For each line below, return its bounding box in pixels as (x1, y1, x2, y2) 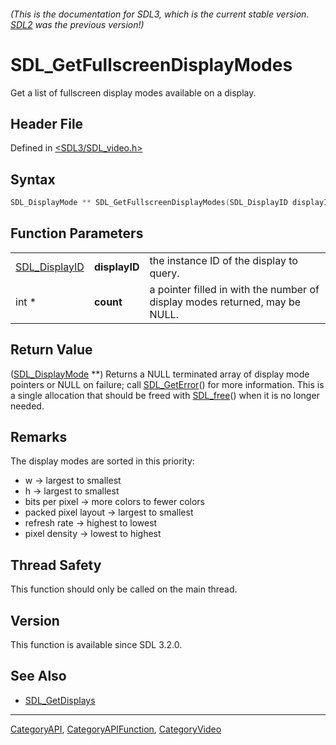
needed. (10, 400, 45, 412)
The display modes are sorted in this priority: (10, 455, 195, 467)
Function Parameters (10, 225, 144, 242)
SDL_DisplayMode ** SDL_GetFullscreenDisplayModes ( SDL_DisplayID (10, 198, 288, 208)
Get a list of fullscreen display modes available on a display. (10, 86, 257, 99)
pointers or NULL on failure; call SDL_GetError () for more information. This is (10, 378, 325, 390)
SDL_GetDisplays (24, 694, 96, 706)
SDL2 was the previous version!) (10, 18, 145, 30)
